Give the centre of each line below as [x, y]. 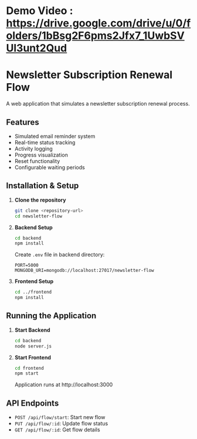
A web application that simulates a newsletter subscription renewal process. [98, 104]
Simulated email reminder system [55, 136]
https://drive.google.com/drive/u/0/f [98, 23]
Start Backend [33, 330]
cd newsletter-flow [38, 216]
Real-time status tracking [45, 142]
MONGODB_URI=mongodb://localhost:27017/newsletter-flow [84, 271]
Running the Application [51, 316]
